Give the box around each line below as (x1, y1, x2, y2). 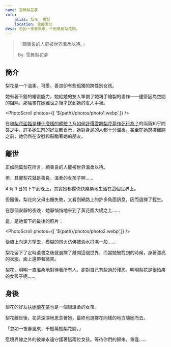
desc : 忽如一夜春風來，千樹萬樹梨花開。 (5, 26, 80, 32)
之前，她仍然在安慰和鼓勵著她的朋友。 (5, 133, 85, 139)
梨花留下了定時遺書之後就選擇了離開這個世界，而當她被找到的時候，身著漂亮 (5, 249, 166, 255)
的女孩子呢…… (5, 273, 36, 279)
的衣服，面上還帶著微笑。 (5, 255, 59, 262)
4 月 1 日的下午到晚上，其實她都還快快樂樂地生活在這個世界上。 (5, 185, 139, 191)
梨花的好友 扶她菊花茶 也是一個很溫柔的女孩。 (5, 304, 99, 310)
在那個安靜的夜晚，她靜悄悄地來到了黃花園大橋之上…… (5, 207, 121, 213)
